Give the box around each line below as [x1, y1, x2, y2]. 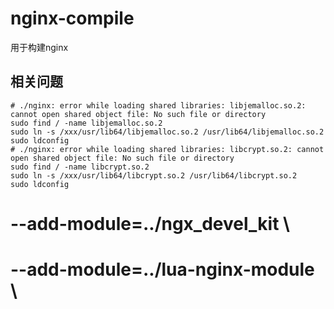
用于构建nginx [10, 41, 69, 53]
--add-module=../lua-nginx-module [10, 258, 315, 281]
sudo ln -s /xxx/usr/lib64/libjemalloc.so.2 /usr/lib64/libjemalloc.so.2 [10, 127, 325, 137]
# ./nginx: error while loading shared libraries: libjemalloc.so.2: [10, 100, 307, 111]
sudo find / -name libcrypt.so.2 [10, 162, 150, 172]
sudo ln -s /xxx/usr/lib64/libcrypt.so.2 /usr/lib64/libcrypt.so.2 [10, 170, 298, 181]
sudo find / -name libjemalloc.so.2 [10, 118, 163, 128]
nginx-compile [10, 7, 135, 30]
